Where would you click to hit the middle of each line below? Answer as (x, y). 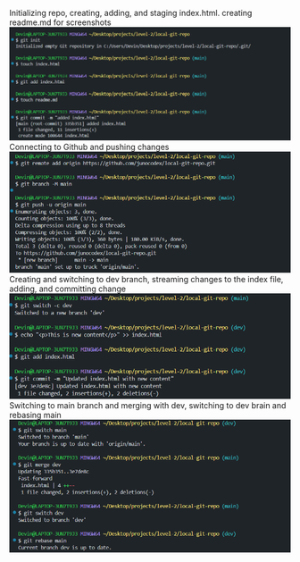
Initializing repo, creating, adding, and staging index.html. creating (131, 13)
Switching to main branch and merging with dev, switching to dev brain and (148, 405)
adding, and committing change (68, 289)
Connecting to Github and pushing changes (89, 147)
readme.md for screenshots (60, 22)
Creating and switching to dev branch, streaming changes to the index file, (146, 279)
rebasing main (36, 415)
